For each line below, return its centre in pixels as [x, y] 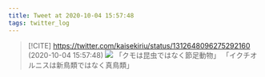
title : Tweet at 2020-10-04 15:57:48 [71, 15]
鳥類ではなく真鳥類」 [98, 65]
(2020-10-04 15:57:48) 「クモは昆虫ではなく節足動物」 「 [128, 55]
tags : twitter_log [39, 23]
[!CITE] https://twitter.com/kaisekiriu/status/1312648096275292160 [139, 45]
